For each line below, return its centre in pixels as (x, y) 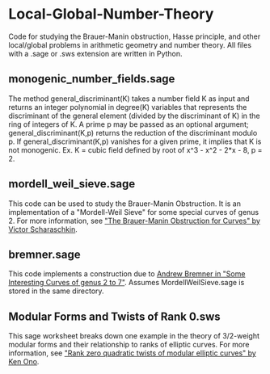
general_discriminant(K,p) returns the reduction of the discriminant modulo (133, 132)
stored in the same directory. (56, 291)
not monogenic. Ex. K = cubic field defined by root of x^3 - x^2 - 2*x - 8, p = (135, 149)
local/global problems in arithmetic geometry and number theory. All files (130, 44)
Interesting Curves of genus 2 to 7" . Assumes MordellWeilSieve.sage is (127, 283)
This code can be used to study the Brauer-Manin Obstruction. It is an (124, 204)
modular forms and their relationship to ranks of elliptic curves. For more (129, 345)
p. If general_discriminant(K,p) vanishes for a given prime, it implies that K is (135, 141)
